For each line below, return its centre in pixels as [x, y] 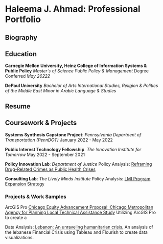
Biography [21, 37]
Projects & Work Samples [36, 197]
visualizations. [20, 237]
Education [21, 54]
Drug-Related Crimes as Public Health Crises [50, 169]
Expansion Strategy [25, 184]
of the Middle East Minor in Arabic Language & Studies [61, 91]
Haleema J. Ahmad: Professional [73, 9]
